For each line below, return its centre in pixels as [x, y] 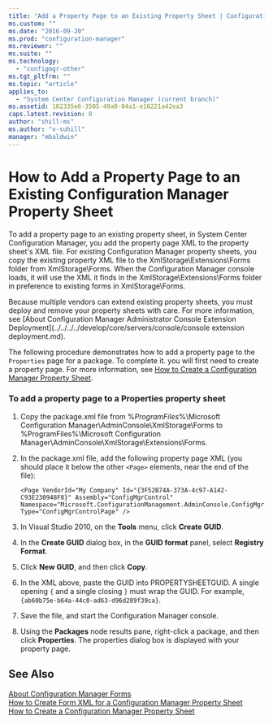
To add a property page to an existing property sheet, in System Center [128, 234]
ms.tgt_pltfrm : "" [39, 76]
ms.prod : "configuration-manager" [67, 39]
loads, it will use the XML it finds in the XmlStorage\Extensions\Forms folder [135, 277]
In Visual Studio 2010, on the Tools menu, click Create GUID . [122, 527]
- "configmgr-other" [50, 69]
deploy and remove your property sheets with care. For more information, [131, 310]
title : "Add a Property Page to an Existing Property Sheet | [116, 16]
